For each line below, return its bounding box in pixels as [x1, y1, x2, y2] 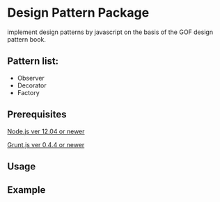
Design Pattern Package [7, 5, 150, 21]
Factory [17, 88, 40, 96]
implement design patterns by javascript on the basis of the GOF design [7, 28, 214, 36]
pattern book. [7, 35, 47, 43]
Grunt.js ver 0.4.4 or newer [7, 140, 85, 149]
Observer [17, 74, 45, 82]
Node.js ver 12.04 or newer [7, 127, 85, 135]
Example [7, 184, 46, 196]
